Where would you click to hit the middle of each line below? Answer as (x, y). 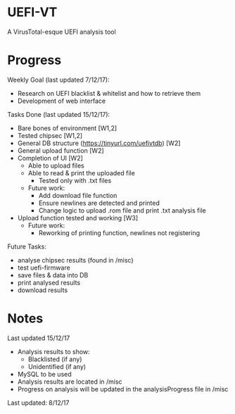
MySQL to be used (44, 374)
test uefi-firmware (44, 268)
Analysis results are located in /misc (70, 382)
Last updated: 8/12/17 (38, 403)
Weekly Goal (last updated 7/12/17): (59, 80)
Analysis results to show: (53, 351)
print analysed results (49, 282)
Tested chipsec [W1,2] (50, 135)
